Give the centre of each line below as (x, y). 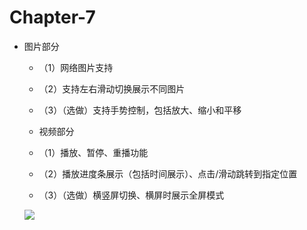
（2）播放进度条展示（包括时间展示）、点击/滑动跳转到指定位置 (168, 173)
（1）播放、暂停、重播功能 (93, 152)
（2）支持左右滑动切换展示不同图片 (112, 88)
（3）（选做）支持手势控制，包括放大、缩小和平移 (140, 110)
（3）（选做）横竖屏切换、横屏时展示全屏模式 (131, 195)
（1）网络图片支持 (76, 67)
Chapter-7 (52, 17)
